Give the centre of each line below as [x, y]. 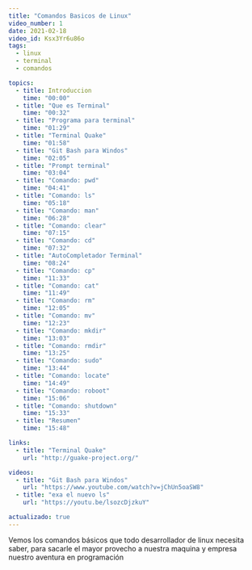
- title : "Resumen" [48, 421]
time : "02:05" [46, 158]
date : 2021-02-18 [38, 31]
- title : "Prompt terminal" [63, 166]
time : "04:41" [46, 188]
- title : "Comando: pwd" [57, 181]
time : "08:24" [46, 263]
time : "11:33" [46, 278]
